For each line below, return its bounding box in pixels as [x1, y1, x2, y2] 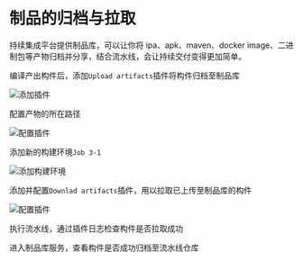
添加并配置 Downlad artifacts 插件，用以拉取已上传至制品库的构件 [9, 184, 252, 195]
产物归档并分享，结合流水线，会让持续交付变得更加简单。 [32, 50, 246, 61]
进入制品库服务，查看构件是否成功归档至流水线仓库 [9, 242, 199, 253]
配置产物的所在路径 [9, 108, 81, 119]
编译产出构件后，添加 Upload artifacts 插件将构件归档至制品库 [9, 69, 241, 81]
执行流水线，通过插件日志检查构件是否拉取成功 [9, 222, 183, 234]
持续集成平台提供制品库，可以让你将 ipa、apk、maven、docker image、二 [9, 40, 286, 50]
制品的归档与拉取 [9, 8, 137, 29]
